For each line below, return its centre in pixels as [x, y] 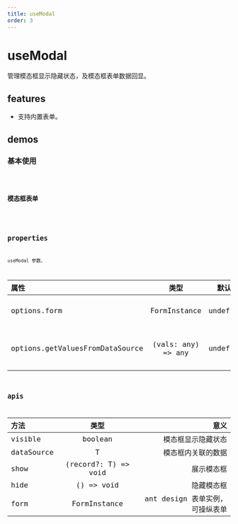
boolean [97, 439]
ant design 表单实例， [186, 499]
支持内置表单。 [39, 117]
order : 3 [20, 21]
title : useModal [31, 14]
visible [26, 439]
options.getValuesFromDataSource [77, 349]
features [27, 99]
